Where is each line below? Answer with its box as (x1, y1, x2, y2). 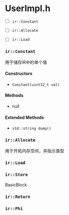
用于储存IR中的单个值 (5, 59, 47, 65)
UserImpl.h (5, 3, 51, 14)
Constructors (5, 71, 33, 77)
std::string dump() (12, 126, 52, 131)
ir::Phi (5, 206, 23, 211)
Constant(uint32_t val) (12, 82, 60, 87)
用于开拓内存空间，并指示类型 (5, 148, 64, 153)
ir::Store (5, 172, 28, 178)
